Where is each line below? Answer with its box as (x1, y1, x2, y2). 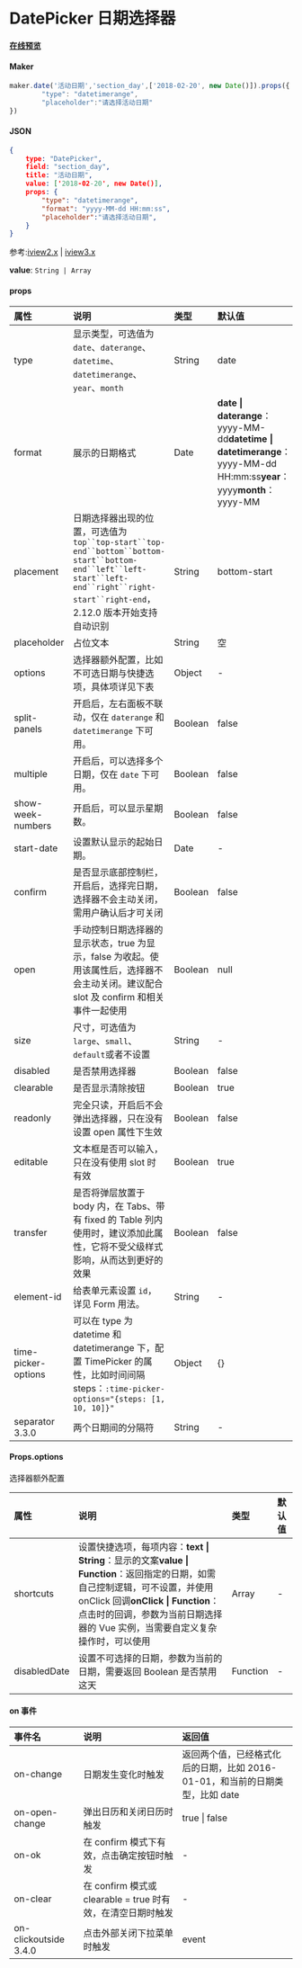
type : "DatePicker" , (25, 154, 102, 163)
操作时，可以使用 (77, 1634, 151, 1647)
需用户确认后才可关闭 (73, 906, 164, 918)
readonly (13, 1112, 52, 1124)
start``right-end (73, 595, 147, 604)
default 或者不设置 (73, 1048, 151, 1060)
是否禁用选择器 (73, 1065, 137, 1078)
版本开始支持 (102, 606, 158, 619)
